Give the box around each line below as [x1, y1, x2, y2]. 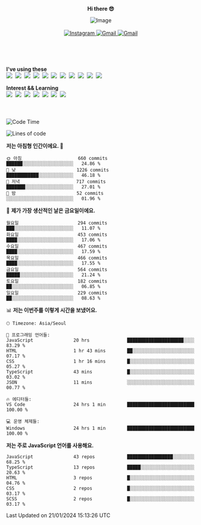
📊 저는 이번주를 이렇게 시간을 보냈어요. [6, 306, 98, 313]
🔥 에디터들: [6, 396, 32, 402]
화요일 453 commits [6, 232, 108, 238]
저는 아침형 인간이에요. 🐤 [6, 142, 64, 149]
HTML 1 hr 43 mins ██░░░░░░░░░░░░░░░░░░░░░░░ [6, 348, 195, 354]
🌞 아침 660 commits [6, 155, 108, 161]
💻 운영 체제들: [6, 418, 40, 425]
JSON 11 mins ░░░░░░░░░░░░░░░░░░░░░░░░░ [6, 379, 195, 385]
